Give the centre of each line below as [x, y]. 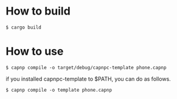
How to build [38, 11]
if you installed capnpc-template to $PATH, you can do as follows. [88, 79]
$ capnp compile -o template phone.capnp [59, 90]
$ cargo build [24, 27]
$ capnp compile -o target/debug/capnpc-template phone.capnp [86, 67]
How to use [35, 51]
